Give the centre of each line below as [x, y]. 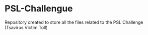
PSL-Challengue [39, 9]
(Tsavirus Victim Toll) [26, 27]
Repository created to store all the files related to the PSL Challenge [74, 22]
